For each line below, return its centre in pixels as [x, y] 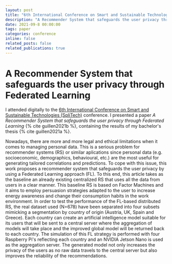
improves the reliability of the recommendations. [56, 256]
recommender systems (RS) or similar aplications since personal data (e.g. [84, 152]
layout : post [19, 10]
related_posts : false [28, 44]
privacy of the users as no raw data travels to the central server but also [81, 250]
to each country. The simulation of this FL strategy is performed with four [83, 234]
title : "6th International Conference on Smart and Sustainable [75, 15]
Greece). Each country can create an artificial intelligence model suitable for [86, 217]
